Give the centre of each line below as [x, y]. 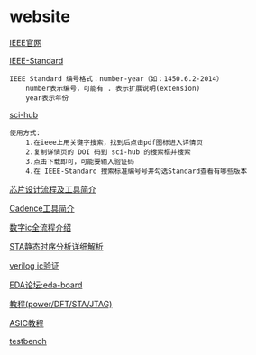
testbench [28, 341]
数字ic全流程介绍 [41, 227]
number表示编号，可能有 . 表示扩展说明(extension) [113, 88]
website [40, 17]
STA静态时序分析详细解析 [56, 246]
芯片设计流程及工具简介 [53, 189]
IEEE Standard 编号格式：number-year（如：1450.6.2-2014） [116, 78]
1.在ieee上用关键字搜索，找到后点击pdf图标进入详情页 [114, 142]
